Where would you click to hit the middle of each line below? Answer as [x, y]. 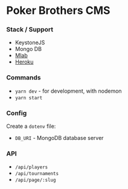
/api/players [31, 167]
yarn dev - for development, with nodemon [68, 91]
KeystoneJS [30, 42]
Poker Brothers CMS [58, 11]
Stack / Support [30, 30]
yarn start [29, 98]
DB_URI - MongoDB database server [59, 138]
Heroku [24, 62]
